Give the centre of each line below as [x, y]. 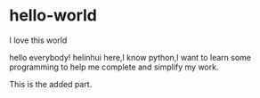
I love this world [38, 40]
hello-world [53, 16]
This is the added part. [51, 84]
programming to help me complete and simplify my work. [114, 67]
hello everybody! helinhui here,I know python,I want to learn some [130, 57]
